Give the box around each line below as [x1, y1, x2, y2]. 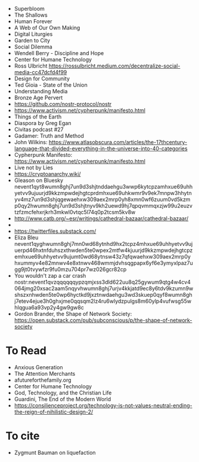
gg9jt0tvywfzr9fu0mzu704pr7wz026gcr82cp [14, 266, 127, 273]
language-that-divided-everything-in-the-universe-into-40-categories [14, 145, 188, 152]
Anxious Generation [14, 363, 63, 370]
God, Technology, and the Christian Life [14, 389, 112, 396]
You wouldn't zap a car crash [14, 272, 86, 279]
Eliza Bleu [14, 234, 39, 241]
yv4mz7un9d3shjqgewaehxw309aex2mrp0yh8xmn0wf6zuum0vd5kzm [14, 196, 191, 203]
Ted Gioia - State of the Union [14, 81, 88, 89]
